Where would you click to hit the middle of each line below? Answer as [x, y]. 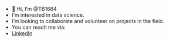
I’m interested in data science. [48, 15]
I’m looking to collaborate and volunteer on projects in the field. [88, 21]
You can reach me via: [38, 27]
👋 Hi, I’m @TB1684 [34, 9]
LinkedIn [22, 33]
